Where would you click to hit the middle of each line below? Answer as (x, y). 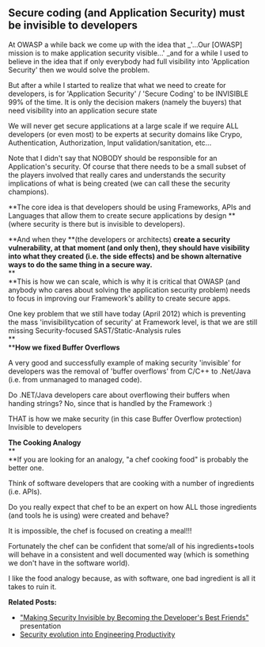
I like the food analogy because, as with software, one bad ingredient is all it (132, 578)
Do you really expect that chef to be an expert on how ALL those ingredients (132, 507)
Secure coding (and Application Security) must (127, 13)
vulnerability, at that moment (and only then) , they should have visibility (129, 247)
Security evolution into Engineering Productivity (97, 634)
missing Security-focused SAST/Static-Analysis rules (95, 330)
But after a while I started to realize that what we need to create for (117, 85)
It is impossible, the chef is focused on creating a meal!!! (100, 530)
